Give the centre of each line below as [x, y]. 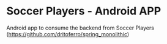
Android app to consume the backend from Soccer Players [80, 28]
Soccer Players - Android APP [84, 11]
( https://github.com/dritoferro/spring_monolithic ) [68, 34]
